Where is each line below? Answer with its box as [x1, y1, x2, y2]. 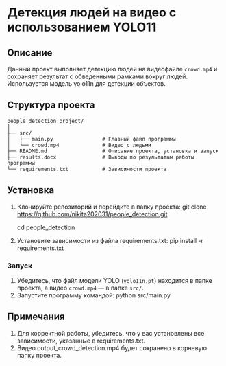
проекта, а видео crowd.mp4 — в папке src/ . [16, 284, 144, 292]
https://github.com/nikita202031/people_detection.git [16, 209, 168, 218]
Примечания [7, 311, 65, 323]
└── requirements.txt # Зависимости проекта [7, 165, 167, 172]
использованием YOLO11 [7, 19, 157, 35]
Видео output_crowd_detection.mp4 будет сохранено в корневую [16, 343, 208, 352]
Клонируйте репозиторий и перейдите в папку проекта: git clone [16, 203, 207, 211]
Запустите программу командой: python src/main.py [16, 290, 171, 299]
